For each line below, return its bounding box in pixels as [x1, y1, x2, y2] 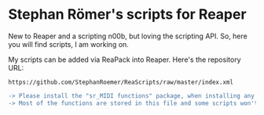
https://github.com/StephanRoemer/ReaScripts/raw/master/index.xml [8, 78, 234, 86]
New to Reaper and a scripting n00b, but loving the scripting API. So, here [8, 31, 247, 41]
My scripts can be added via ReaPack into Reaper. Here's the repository [8, 55, 241, 64]
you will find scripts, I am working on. [8, 39, 130, 49]
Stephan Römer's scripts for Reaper [8, 5, 247, 23]
